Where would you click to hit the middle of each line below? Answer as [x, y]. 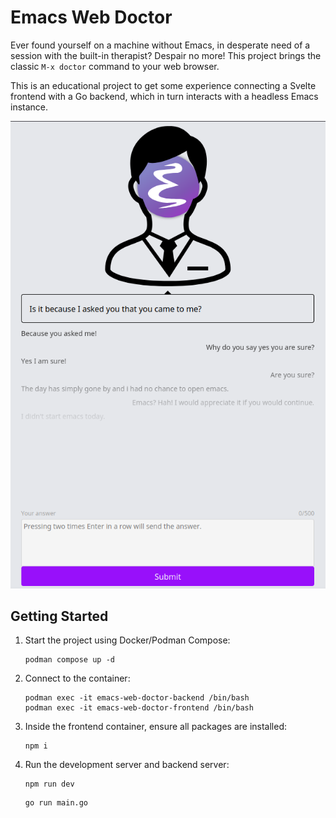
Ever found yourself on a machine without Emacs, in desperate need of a [160, 45]
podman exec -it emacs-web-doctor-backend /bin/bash [137, 698]
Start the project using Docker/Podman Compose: [127, 640]
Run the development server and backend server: [127, 765]
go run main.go [56, 803]
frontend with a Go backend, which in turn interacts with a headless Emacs [164, 96]
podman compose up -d [69, 660]
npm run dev [49, 784]
